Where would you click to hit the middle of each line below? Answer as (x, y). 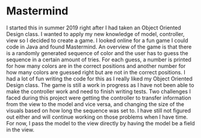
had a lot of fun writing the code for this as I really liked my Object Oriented (99, 79)
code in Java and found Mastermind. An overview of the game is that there (99, 47)
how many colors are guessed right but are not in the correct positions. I (96, 72)
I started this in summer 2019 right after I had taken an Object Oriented (94, 28)
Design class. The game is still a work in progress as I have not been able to (100, 85)
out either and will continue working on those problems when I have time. (97, 117)
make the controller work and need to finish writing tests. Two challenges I (99, 91)
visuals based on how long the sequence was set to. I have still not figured (99, 110)
